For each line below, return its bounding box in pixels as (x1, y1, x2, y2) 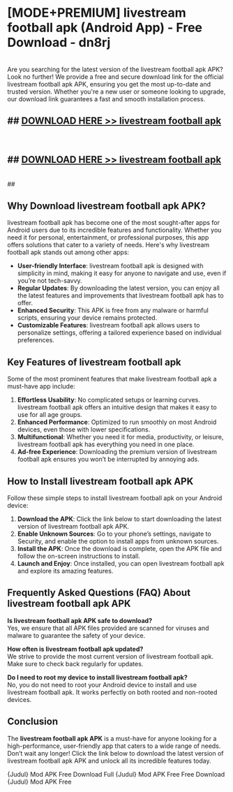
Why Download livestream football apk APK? (7, 200, 206, 212)
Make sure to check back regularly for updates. (7, 659, 144, 668)
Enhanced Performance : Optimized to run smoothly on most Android (17, 418, 217, 427)
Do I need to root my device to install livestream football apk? (7, 673, 188, 682)
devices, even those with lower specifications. (17, 425, 151, 434)
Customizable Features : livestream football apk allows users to (17, 321, 200, 330)
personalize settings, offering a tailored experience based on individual (17, 328, 222, 337)
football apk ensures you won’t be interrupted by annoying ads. (17, 455, 200, 464)
